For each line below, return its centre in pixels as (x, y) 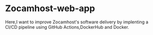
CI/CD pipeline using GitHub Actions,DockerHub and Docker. (67, 27)
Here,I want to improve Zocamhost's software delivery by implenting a (77, 22)
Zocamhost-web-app (50, 9)
